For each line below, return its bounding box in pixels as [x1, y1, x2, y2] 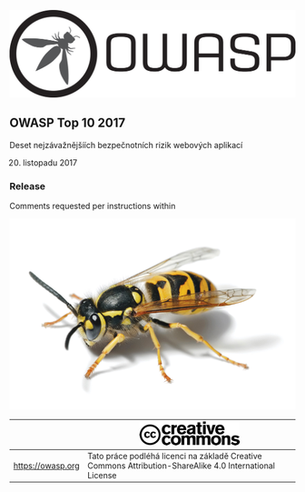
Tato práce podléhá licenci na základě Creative [87, 450, 262, 461]
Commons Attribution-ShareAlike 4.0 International [87, 460, 275, 471]
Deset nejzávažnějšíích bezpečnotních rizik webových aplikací [9, 139, 243, 150]
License [87, 469, 117, 480]
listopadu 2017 [22, 156, 78, 168]
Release [9, 179, 46, 192]
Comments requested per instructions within [9, 201, 176, 212]
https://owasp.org [13, 460, 80, 471]
